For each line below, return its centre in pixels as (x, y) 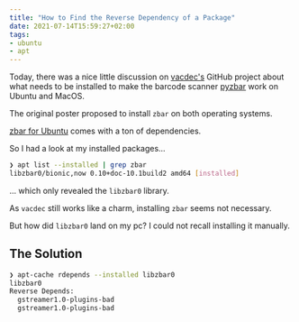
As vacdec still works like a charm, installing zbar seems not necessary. (140, 207)
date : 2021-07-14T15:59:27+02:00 (72, 26)
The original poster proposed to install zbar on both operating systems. (141, 114)
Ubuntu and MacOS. (47, 97)
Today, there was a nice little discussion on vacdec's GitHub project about (147, 77)
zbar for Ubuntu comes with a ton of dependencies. (105, 131)
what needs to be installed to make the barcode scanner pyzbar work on (144, 87)
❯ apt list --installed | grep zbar (78, 165)
